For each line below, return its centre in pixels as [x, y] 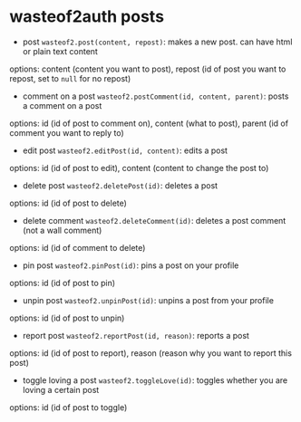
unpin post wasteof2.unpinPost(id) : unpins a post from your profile [148, 300]
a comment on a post [62, 105]
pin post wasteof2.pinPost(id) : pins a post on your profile [131, 265]
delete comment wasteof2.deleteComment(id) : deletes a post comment [154, 220]
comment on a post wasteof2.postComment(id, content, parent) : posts [155, 96]
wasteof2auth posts [87, 17]
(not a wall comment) [62, 230]
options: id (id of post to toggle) [68, 407]
